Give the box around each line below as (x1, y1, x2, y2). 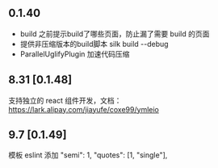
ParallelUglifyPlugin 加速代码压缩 (19, 48, 130, 59)
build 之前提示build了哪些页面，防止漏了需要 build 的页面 (19, 28, 210, 39)
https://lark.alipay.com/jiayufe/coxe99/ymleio (8, 104, 159, 114)
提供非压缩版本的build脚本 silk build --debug (19, 39, 169, 48)
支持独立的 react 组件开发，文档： (8, 95, 122, 105)
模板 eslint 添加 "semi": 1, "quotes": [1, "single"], (8, 150, 168, 160)
